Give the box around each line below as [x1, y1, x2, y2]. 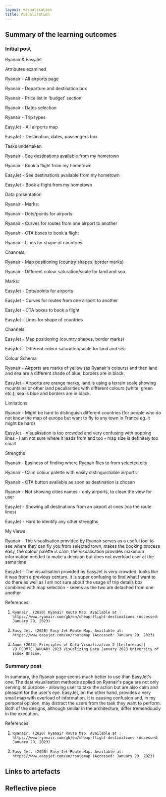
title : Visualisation [5, 12, 50, 17]
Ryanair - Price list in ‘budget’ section [5, 95, 82, 101]
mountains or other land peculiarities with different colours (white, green [5, 385, 153, 391]
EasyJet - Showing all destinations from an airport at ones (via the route [5, 503, 152, 510]
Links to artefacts [5, 767, 60, 776]
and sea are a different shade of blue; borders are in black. [5, 370, 125, 376]
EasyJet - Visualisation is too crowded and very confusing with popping [5, 430, 152, 436]
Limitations [5, 400, 28, 406]
